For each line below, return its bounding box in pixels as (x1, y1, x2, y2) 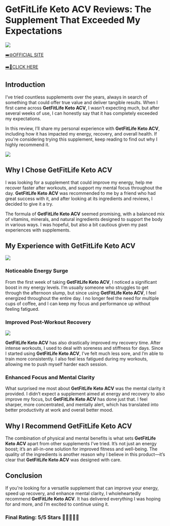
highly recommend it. (5, 141, 50, 148)
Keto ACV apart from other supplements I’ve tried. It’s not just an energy (5, 441, 157, 447)
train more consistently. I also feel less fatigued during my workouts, (5, 355, 148, 361)
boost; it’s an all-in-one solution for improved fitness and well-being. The (5, 446, 158, 452)
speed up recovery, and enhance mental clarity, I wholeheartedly (5, 490, 141, 496)
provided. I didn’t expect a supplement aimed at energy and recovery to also (5, 391, 165, 397)
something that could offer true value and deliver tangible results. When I (5, 99, 158, 105)
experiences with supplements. (5, 227, 71, 233)
